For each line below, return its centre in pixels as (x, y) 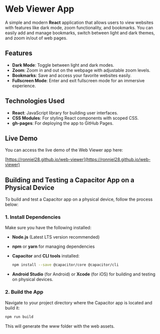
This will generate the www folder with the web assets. (60, 326)
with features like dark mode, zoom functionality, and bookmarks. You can (79, 27)
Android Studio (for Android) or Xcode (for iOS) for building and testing (84, 274)
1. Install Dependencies (33, 217)
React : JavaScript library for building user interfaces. (65, 112)
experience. (24, 86)
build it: (13, 308)
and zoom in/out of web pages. (36, 38)
